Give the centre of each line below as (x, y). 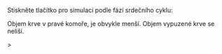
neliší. (16, 31)
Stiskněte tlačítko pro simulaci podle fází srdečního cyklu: (90, 10)
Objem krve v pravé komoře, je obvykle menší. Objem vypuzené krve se (111, 23)
